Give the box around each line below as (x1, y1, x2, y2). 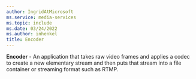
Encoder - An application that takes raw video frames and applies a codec (6, 53, 190, 60)
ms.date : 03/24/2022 (6, 25, 58, 32)
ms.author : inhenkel (6, 31, 58, 37)
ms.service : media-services (6, 14, 77, 20)
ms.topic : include (6, 20, 52, 26)
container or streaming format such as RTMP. (6, 66, 119, 72)
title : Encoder (6, 37, 44, 42)
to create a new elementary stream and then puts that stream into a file (6, 59, 182, 66)
